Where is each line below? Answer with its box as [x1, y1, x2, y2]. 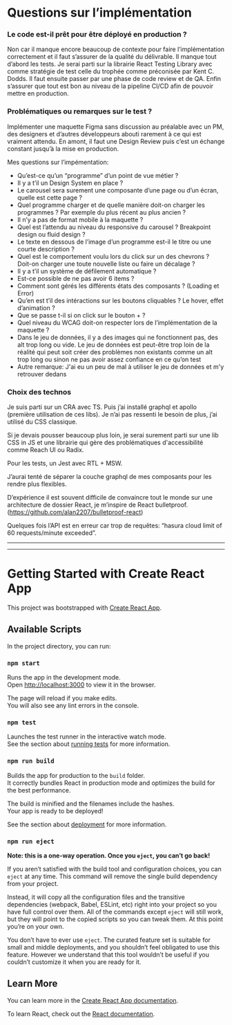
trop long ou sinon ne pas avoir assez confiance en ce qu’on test [17, 355, 202, 363]
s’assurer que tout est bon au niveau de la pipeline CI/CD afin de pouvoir [7, 82, 214, 91]
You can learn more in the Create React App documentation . [7, 996, 179, 1004]
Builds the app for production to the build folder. [7, 771, 146, 779]
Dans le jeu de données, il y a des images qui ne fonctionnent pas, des [17, 333, 219, 341]
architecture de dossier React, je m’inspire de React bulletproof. [7, 500, 188, 509]
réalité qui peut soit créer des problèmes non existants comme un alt [17, 347, 213, 356]
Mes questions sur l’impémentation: [7, 158, 109, 166]
